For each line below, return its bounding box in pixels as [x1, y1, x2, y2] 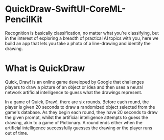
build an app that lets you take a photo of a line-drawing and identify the [5, 40, 151, 46]
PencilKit [5, 14, 43, 25]
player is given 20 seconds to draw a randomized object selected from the [5, 104, 155, 110]
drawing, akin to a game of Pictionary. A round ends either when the [5, 119, 143, 125]
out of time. [5, 130, 28, 136]
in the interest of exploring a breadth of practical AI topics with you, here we [5, 35, 159, 41]
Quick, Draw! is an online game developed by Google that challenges [5, 79, 144, 85]
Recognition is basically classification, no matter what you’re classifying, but [5, 30, 159, 36]
